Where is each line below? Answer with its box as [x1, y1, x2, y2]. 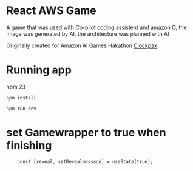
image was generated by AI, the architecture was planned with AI [6, 30, 169, 37]
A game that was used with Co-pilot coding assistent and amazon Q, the [6, 24, 187, 31]
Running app [6, 63, 72, 77]
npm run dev [6, 106, 36, 112]
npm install [6, 95, 36, 101]
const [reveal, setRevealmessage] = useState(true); [17, 158, 154, 164]
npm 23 [6, 83, 26, 90]
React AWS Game [6, 4, 96, 18]
